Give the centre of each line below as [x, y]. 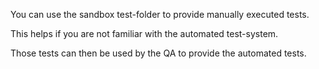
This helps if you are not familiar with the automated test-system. [144, 33]
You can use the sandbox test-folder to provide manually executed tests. [160, 14]
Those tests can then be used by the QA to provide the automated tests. [158, 53]
